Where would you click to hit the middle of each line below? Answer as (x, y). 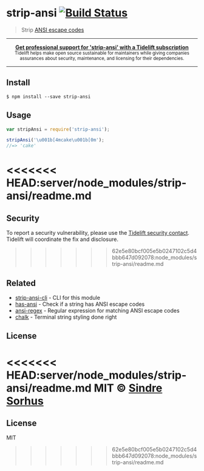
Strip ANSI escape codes (53, 30)
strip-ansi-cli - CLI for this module (57, 298)
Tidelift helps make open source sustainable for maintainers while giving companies (102, 53)
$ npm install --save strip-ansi (49, 97)
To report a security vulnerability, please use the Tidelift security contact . (98, 233)
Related (21, 283)
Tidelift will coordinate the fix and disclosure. (62, 239)
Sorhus (25, 401)
